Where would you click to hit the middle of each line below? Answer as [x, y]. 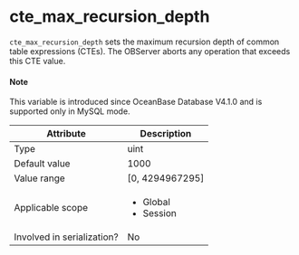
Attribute [66, 134]
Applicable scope [51, 208]
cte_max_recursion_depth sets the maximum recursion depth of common [145, 42]
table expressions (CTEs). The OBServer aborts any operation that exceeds [150, 51]
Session [159, 213]
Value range [39, 178]
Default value [42, 164]
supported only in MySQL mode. [70, 111]
